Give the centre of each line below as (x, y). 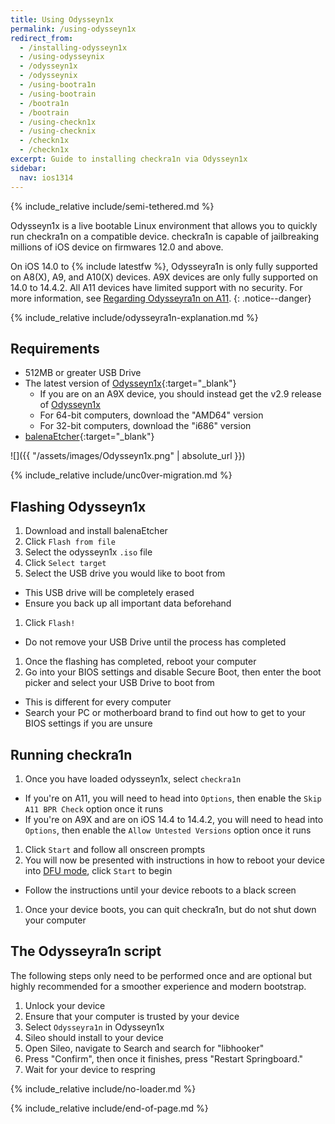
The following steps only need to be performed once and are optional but (161, 975)
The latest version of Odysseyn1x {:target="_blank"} (130, 383)
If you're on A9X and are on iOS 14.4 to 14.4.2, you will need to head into (174, 819)
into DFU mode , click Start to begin (98, 870)
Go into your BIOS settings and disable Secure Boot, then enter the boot (173, 672)
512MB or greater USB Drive (83, 373)
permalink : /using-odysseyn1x (73, 29)
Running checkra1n (71, 754)
